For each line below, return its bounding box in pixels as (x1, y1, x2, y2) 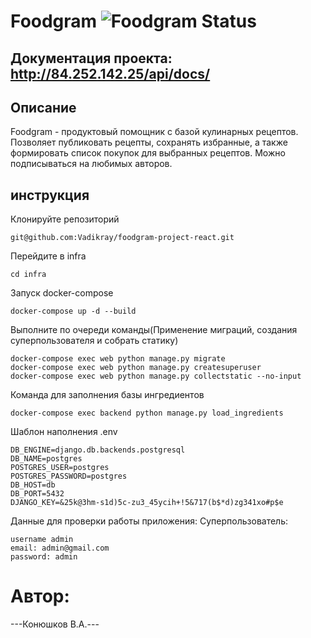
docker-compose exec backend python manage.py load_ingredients (10, 408, 284, 419)
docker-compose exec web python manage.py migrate (10, 354, 226, 364)
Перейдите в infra (10, 250, 87, 262)
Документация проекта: (10, 50, 173, 67)
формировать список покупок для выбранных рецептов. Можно (10, 147, 286, 159)
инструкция (10, 186, 90, 204)
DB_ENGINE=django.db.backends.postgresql (10, 445, 186, 455)
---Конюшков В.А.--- (10, 618, 100, 630)
